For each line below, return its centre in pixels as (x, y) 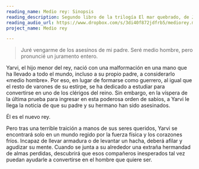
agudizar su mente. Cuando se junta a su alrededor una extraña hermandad (98, 147)
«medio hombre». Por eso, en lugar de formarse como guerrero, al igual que (99, 80)
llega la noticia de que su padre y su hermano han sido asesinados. (88, 105)
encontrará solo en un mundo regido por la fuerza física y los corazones (94, 135)
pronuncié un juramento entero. (59, 56)
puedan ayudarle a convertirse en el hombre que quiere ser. (79, 160)
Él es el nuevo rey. (28, 117)
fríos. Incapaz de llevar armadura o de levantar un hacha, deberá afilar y (94, 141)
